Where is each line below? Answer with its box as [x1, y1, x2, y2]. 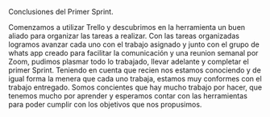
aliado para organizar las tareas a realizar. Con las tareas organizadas [8, 31, 240, 40]
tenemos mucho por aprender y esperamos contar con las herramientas [8, 91, 248, 100]
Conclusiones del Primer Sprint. [8, 7, 114, 16]
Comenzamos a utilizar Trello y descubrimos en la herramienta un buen [8, 23, 246, 31]
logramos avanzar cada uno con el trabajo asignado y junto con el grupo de [8, 40, 260, 49]
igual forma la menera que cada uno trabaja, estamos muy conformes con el [8, 74, 262, 83]
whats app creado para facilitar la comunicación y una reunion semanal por [8, 48, 259, 57]
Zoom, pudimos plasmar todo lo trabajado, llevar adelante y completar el [8, 56, 250, 66]
